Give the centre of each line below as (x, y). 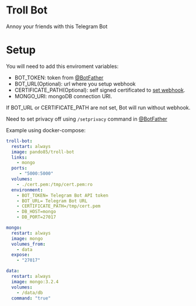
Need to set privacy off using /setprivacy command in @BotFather (87, 119)
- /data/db (30, 293)
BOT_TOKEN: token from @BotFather (59, 77)
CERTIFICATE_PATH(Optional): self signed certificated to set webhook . (100, 90)
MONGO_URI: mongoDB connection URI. (63, 96)
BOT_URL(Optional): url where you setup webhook (75, 84)
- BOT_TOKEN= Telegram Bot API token (63, 195)
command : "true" (31, 298)
